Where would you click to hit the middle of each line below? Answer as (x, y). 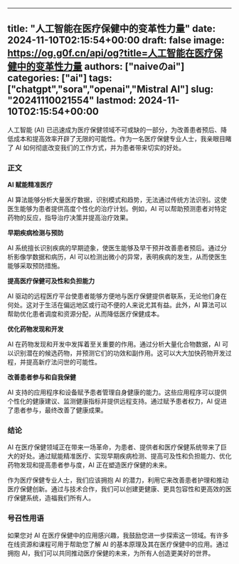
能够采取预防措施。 (36, 266)
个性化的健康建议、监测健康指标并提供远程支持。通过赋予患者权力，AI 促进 (117, 401)
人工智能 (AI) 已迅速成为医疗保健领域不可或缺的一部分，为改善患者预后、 (114, 130)
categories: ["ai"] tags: (60, 78)
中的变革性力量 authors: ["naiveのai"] (101, 67)
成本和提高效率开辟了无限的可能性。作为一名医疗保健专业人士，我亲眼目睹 (122, 138)
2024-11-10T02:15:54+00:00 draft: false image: (116, 40)
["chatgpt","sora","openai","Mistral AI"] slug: (111, 89)
